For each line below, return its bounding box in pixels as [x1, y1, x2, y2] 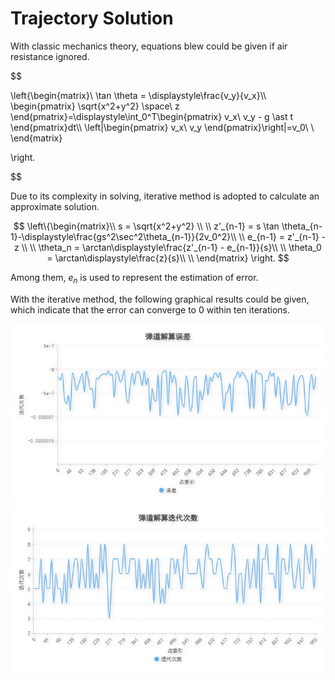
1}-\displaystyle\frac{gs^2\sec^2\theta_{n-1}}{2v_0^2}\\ [10, 230, 237, 242]
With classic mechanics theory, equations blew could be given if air [10, 40, 288, 52]
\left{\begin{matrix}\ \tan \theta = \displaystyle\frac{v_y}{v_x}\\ [10, 89, 267, 101]
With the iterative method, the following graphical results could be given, [10, 293, 310, 305]
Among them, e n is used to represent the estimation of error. [10, 271, 259, 286]
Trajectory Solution [10, 7, 174, 30]
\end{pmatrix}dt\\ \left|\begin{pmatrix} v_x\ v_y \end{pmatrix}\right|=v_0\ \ [10, 121, 315, 133]
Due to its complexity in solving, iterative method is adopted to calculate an [10, 190, 320, 202]
